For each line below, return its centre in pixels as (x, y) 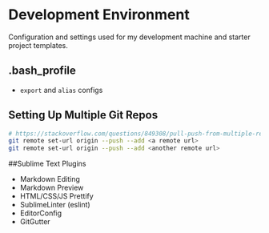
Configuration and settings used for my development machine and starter (129, 37)
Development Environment (99, 15)
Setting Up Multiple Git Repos (83, 115)
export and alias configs (61, 90)
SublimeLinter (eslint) (55, 205)
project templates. (38, 45)
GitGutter (35, 222)
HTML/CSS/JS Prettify (56, 196)
